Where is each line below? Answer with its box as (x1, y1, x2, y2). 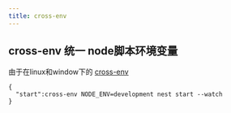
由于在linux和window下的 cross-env (8, 67, 129, 77)
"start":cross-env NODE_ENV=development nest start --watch (15, 90, 223, 98)
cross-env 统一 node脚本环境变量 (8, 44, 178, 58)
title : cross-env (8, 11, 67, 20)
